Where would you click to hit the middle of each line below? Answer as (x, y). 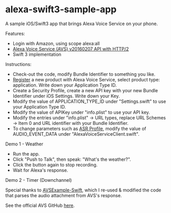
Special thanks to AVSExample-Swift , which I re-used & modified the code (83, 190)
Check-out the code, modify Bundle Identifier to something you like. (84, 74)
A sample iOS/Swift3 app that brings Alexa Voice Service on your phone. (82, 24)
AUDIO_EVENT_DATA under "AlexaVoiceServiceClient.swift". (76, 134)
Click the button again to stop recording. (55, 164)
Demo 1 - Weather (24, 144)
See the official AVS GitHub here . (40, 205)
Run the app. (26, 154)
